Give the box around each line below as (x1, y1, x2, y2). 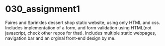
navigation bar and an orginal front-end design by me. (5, 35, 116, 41)
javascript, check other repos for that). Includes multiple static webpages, (5, 30, 157, 36)
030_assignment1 (5, 3, 81, 15)
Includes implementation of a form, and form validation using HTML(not (5, 24, 152, 30)
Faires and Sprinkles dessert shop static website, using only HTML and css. (5, 20, 161, 25)
